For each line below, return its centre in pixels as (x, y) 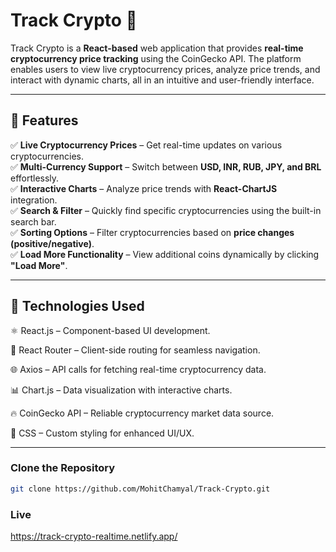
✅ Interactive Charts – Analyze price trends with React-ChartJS (144, 188)
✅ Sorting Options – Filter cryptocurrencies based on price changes (152, 232)
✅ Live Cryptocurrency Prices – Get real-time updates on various (146, 145)
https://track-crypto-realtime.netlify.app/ (94, 536)
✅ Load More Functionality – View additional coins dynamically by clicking (165, 254)
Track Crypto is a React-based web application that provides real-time (157, 48)
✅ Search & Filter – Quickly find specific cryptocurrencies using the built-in (166, 210)
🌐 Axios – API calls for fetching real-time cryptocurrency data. (138, 369)
